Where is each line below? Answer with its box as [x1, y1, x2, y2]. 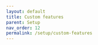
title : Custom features [6, 14, 64, 20]
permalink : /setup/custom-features [6, 30, 93, 36]
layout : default [6, 8, 45, 15]
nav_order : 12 [6, 25, 41, 31]
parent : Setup [6, 19, 41, 25]
